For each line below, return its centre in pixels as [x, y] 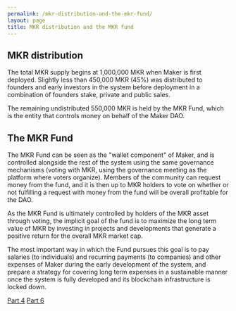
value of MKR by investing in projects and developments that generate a [112, 228]
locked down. [27, 287]
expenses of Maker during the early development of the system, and [107, 264]
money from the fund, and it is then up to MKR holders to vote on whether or [118, 185]
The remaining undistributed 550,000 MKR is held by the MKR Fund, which [116, 108]
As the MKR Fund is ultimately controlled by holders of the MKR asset [108, 213]
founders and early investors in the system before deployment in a [104, 87]
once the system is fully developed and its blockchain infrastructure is [109, 279]
